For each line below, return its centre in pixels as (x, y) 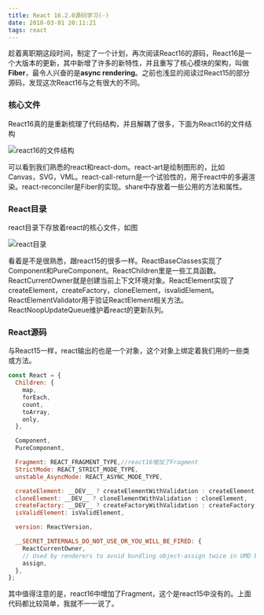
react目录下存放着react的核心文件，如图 (73, 227)
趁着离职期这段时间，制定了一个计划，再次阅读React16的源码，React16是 (126, 53)
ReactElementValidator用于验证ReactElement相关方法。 (98, 300)
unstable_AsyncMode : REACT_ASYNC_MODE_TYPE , (89, 477)
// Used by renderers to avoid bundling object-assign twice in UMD (137, 556)
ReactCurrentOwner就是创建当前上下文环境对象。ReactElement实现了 (121, 280)
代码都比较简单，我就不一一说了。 (63, 604)
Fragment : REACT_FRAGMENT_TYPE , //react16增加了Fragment (107, 463)
